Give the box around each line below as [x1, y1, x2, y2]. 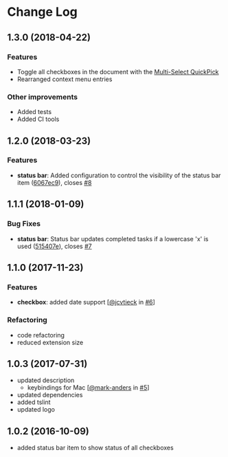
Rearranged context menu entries [16, 75, 113, 83]
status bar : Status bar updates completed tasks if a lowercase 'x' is [16, 234, 209, 243]
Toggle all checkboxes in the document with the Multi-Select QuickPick [16, 67, 219, 76]
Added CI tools [16, 115, 60, 124]
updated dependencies [16, 391, 83, 399]
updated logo [16, 405, 55, 414]
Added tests [16, 108, 52, 116]
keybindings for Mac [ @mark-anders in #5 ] [27, 383, 150, 392]
